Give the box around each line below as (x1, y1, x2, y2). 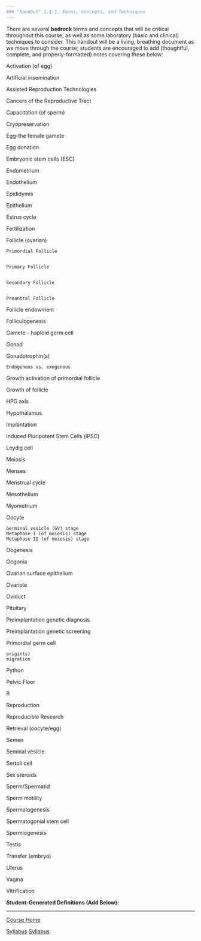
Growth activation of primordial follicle (6, 374, 100, 381)
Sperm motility (6, 794, 42, 801)
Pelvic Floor (6, 678, 36, 685)
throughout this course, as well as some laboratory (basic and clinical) (6, 31, 179, 39)
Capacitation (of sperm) (6, 108, 65, 116)
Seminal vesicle (6, 747, 45, 755)
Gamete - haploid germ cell (6, 329, 74, 336)
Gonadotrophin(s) (6, 352, 50, 360)
